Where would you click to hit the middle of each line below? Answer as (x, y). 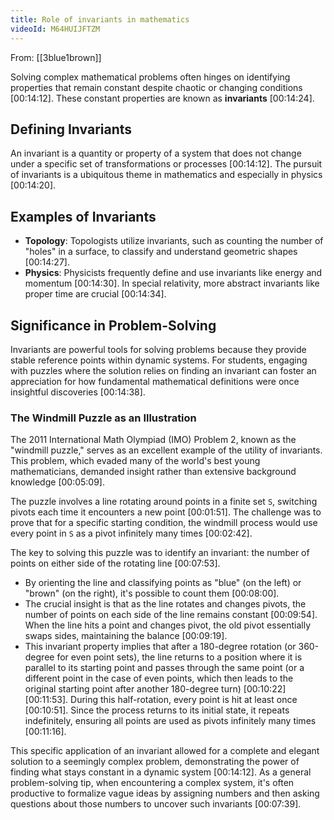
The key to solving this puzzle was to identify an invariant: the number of (160, 553)
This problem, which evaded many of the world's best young (135, 461)
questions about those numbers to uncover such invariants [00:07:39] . (156, 804)
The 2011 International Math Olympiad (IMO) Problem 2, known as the (153, 440)
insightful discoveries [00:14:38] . (78, 392)
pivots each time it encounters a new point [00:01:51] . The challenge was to (166, 512)
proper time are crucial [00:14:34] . (95, 294)
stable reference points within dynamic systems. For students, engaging (159, 360)
